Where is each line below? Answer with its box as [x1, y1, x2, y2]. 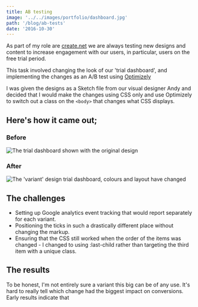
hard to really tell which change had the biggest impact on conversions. [6, 287, 184, 294]
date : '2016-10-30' [6, 25, 55, 32]
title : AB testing [6, 8, 52, 15]
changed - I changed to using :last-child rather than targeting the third [14, 241, 189, 248]
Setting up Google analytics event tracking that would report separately [14, 209, 193, 217]
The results [6, 265, 50, 275]
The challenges [6, 193, 66, 203]
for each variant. [14, 215, 56, 223]
